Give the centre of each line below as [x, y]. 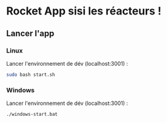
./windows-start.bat [32, 115]
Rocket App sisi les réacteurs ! [84, 11]
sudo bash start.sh [31, 74]
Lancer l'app [30, 33]
